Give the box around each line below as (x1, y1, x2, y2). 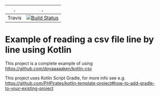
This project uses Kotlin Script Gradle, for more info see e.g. (5, 75, 126, 81)
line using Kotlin (5, 44, 72, 56)
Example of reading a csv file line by (5, 34, 154, 45)
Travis (7, 15, 22, 21)
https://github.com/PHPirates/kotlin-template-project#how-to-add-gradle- (5, 80, 155, 86)
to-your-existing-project (5, 85, 54, 91)
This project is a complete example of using (5, 60, 93, 66)
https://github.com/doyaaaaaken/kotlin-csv (5, 65, 92, 71)
